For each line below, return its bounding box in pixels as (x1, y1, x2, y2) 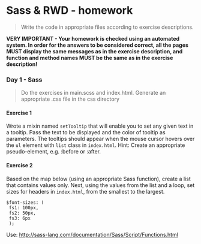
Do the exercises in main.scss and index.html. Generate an (20, 89, 166, 97)
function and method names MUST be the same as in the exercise (6, 54, 173, 61)
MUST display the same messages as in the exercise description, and (6, 47, 183, 55)
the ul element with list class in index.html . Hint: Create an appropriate (6, 141, 185, 149)
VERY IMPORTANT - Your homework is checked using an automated (6, 35, 180, 42)
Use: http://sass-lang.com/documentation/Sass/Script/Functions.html (6, 231, 179, 238)
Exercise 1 (6, 109, 32, 116)
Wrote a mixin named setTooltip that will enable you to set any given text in (6, 122, 194, 129)
